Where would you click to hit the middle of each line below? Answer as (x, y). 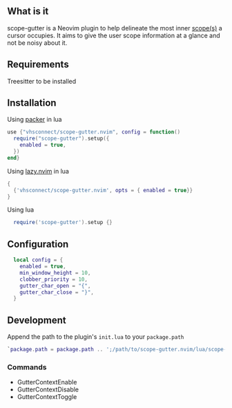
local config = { (38, 260)
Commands (27, 367)
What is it (28, 11)
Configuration (38, 244)
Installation (32, 103)
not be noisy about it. (37, 43)
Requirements (38, 65)
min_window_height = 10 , (55, 272)
